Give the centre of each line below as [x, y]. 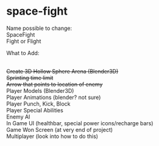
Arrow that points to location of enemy [55, 84]
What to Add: [23, 53]
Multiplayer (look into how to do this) [52, 136]
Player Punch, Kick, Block [38, 104]
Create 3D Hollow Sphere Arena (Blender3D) [62, 71]
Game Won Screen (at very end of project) [60, 130]
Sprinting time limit [30, 78]
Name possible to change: [39, 28]
